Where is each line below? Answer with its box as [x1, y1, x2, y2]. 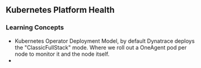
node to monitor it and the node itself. [14, 50, 110, 58]
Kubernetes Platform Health [6, 5, 115, 15]
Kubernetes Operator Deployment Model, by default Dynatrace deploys [14, 37, 195, 45]
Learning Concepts [6, 23, 64, 32]
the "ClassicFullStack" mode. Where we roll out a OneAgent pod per [14, 43, 187, 51]
